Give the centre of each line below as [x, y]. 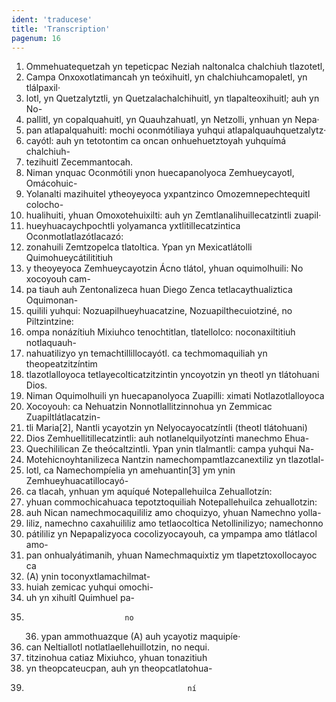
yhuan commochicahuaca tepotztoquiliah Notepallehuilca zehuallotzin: [171, 502]
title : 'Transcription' [61, 29]
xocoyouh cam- [58, 279]
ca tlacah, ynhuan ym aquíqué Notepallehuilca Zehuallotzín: [149, 492]
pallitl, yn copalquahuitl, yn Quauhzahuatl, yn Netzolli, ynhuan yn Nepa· [172, 120]
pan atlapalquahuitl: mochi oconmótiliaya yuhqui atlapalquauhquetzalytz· [176, 130]
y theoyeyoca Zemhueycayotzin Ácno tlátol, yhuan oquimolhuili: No [164, 268]
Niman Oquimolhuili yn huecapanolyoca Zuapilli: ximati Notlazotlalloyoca [175, 396]
